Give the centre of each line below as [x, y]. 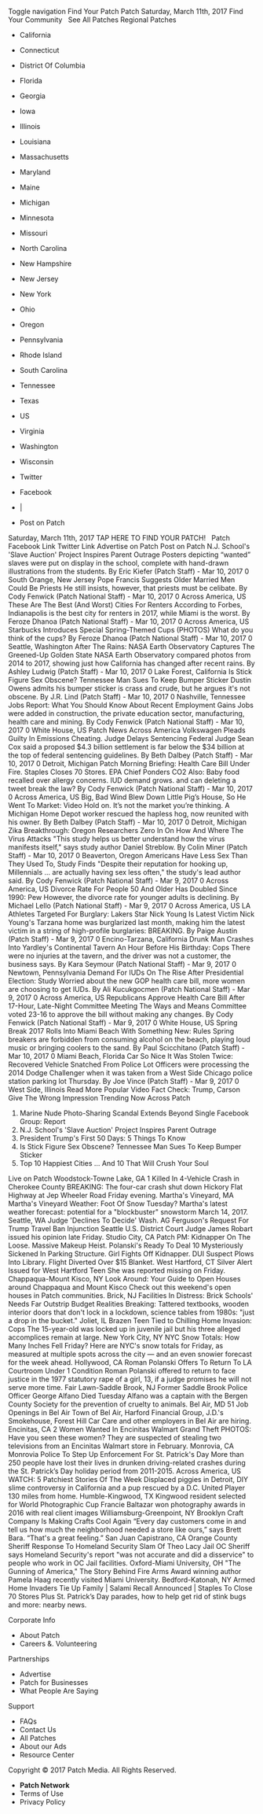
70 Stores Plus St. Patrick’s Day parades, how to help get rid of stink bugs [127, 1596]
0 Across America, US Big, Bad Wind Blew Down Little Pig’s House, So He [127, 797]
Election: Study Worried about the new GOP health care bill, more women [127, 981]
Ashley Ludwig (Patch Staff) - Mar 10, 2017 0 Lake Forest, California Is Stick [130, 671]
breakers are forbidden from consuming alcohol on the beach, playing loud [130, 1039]
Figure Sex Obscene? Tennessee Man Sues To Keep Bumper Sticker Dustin [130, 680]
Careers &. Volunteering [58, 1644]
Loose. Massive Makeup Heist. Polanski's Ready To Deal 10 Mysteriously [126, 1245]
